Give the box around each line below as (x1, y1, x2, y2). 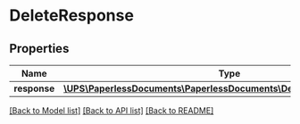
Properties (9, 41, 70, 56)
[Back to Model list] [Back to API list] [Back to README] (9, 105, 214, 116)
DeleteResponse (9, 5, 134, 26)
